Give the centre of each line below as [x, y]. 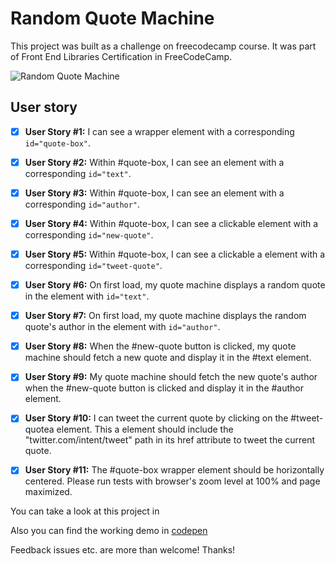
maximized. [48, 492]
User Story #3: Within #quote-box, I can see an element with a [154, 193]
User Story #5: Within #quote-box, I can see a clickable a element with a [175, 254]
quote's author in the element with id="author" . [122, 327]
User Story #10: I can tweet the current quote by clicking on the [156, 418]
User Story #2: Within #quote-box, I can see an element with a [154, 162]
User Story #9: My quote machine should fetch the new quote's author [171, 377]
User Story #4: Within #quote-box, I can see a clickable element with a [171, 223]
